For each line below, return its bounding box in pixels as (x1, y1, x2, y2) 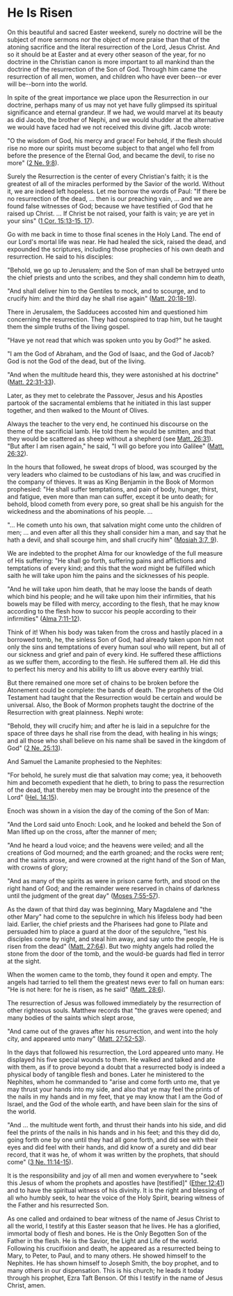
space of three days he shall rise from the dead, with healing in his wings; (7, 729, 218, 737)
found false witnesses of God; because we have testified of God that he (7, 201, 214, 210)
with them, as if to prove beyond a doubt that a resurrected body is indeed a (7, 1062, 225, 1071)
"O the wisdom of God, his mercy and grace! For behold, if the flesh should (7, 136, 223, 144)
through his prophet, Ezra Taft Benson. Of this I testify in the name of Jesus (7, 1274, 223, 1282)
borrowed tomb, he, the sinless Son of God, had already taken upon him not (7, 635, 225, 643)
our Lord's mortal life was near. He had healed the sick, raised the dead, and (7, 237, 226, 245)
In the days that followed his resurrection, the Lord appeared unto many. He (7, 1048, 224, 1056)
